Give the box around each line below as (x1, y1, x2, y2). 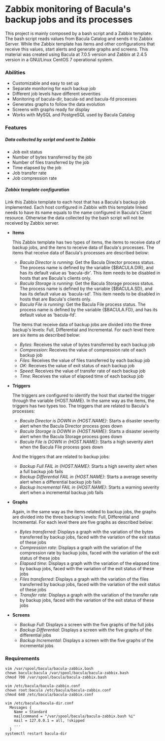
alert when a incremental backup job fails (19, 490, 103, 495)
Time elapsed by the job (12, 165, 62, 171)
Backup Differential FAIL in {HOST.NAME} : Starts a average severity (19, 474, 158, 480)
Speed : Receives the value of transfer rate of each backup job (19, 368, 146, 374)
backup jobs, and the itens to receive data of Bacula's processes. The (12, 245, 154, 250)
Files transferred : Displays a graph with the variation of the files (19, 576, 149, 582)
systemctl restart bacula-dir (5, 731, 67, 736)
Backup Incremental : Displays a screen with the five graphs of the (19, 638, 154, 643)
